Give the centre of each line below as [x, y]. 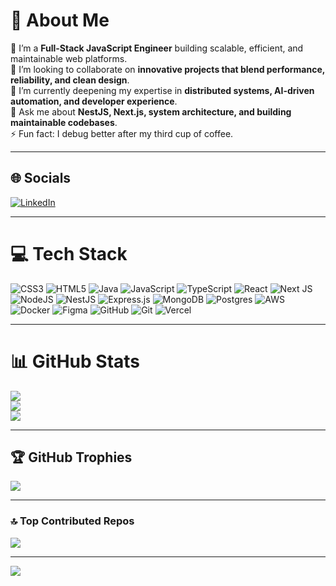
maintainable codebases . [64, 122]
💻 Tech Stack [69, 253]
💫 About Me [60, 20]
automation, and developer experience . [94, 101]
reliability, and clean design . [70, 80]
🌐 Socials [41, 178]
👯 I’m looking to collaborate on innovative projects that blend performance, [168, 69]
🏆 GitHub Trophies [71, 457]
